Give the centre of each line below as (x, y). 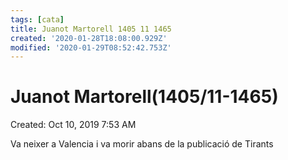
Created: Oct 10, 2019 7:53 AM (73, 125)
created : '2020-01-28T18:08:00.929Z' (89, 38)
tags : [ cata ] (37, 19)
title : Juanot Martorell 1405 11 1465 (91, 29)
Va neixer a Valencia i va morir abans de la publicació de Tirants (142, 144)
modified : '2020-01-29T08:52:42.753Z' (91, 47)
